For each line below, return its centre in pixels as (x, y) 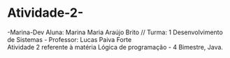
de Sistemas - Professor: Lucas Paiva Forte (70, 39)
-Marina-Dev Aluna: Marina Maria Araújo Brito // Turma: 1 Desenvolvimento (115, 32)
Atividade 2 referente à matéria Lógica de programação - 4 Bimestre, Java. (115, 47)
